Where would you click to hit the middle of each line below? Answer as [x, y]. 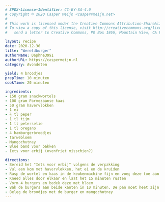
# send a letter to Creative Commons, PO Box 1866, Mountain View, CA [81, 33]
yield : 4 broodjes [24, 74]
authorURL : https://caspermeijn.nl [41, 60]
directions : [17, 160]
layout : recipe [21, 42]
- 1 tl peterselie [24, 124]
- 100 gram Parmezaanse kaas [35, 101]
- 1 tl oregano [21, 128]
